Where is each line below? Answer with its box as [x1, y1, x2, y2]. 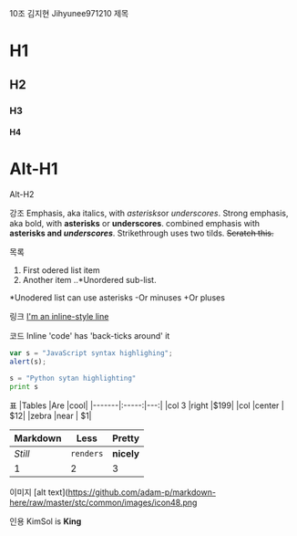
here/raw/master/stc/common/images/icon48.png [9, 497, 198, 508]
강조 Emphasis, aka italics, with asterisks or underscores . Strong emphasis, [9, 208, 289, 219]
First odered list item [22, 265, 100, 276]
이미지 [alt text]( [9, 487, 68, 498]
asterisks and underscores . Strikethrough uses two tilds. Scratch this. [9, 227, 274, 239]
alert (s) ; [9, 357, 47, 366]
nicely [112, 447, 139, 459]
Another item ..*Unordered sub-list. [22, 275, 157, 286]
